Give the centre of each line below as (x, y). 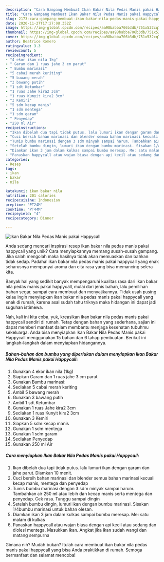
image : (12, 28)
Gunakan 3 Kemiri (30, 418)
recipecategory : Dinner (30, 218)
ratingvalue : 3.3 (23, 46)
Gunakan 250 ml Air (33, 444)
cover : (12, 37)
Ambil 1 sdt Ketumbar (34, 402)
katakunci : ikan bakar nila (34, 191)
